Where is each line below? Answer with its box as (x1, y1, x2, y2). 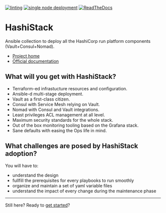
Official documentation (12, 58, 59, 64)
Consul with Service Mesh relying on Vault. (12, 101, 100, 107)
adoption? (5, 149, 37, 158)
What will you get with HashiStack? (5, 72, 117, 81)
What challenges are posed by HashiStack (5, 142, 138, 150)
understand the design (12, 172, 59, 178)
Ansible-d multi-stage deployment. (12, 91, 83, 97)
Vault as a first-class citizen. (12, 96, 70, 102)
